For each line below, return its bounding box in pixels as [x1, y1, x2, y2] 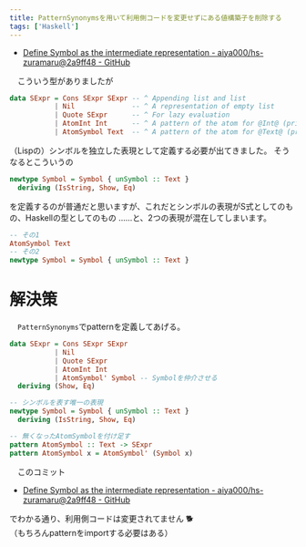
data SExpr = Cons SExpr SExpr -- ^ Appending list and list [9, 93, 247, 103]
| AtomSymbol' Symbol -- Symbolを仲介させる [54, 373, 218, 383]
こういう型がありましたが [16, 75, 114, 87]
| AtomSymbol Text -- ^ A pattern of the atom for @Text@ [54, 128, 283, 137]
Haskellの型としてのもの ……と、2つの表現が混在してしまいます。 [25, 212, 271, 223]
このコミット [16, 466, 66, 477]
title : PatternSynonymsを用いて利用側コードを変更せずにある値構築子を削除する [9, 13, 282, 23]
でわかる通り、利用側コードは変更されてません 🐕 [9, 512, 194, 524]
